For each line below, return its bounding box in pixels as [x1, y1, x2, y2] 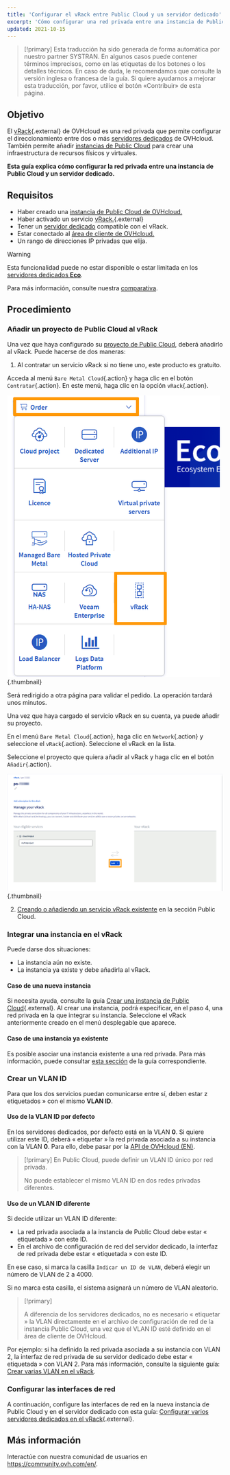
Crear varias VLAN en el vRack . [7, 1367, 96, 1375]
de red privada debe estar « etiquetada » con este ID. [16, 1250, 168, 1258]
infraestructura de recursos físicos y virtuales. [7, 149, 138, 157]
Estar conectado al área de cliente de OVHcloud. [16, 230, 155, 237]
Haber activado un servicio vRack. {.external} [16, 215, 144, 223]
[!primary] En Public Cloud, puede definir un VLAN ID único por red [23, 1156, 214, 1164]
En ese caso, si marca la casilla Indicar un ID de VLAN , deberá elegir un [7, 1263, 211, 1271]
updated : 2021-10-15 [7, 25, 66, 32]
